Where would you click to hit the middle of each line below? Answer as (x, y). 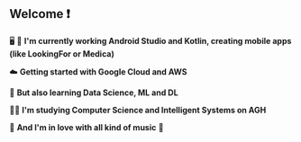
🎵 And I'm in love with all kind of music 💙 (87, 127)
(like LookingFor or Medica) (62, 53)
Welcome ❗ (40, 14)
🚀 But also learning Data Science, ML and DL (94, 93)
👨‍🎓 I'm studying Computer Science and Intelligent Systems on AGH (138, 110)
